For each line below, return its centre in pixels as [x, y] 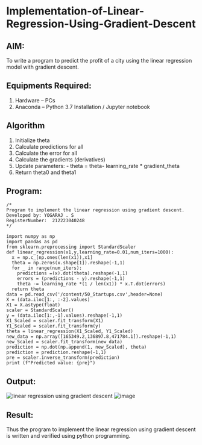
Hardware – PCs [35, 100]
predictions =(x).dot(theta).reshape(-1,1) [73, 273]
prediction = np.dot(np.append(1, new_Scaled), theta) [77, 347]
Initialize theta [32, 140]
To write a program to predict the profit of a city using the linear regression [99, 61]
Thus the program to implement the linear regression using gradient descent [101, 429]
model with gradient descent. [43, 67]
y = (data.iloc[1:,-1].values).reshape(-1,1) [64, 316]
